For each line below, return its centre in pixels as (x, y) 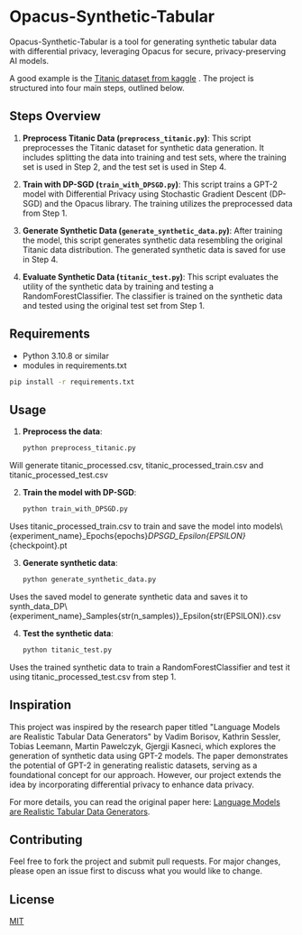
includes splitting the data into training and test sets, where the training (154, 157)
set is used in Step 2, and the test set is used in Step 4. (124, 167)
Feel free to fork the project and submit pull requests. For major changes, (145, 861)
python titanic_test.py (67, 650)
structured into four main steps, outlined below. (97, 88)
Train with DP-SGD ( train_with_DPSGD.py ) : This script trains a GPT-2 (150, 184)
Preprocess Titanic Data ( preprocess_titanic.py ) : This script (137, 138)
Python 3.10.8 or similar (66, 356)
